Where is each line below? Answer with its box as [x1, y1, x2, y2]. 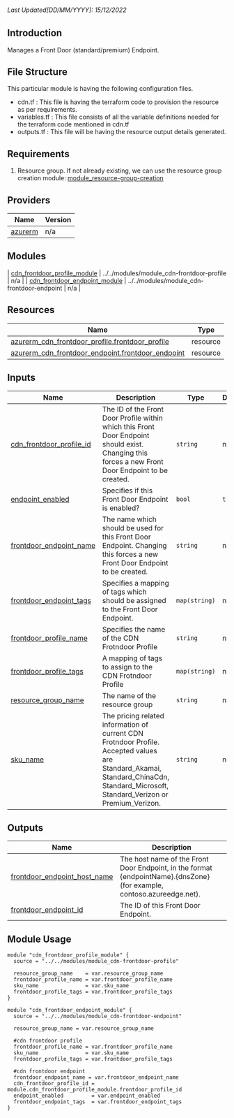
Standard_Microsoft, [102, 781, 169, 790]
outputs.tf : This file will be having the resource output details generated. [17, 128, 226, 136]
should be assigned [102, 595, 166, 605]
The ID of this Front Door [119, 901, 201, 910]
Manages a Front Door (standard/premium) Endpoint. [7, 45, 159, 54]
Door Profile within [102, 413, 164, 423]
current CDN [102, 728, 144, 738]
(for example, [119, 880, 164, 890]
